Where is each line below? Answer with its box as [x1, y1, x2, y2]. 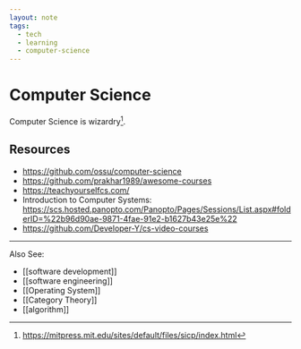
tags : [9, 21, 30, 30]
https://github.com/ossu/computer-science [21, 166, 182, 176]
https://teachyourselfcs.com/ [21, 184, 130, 195]
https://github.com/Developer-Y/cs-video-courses [21, 223, 209, 234]
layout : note [9, 13, 58, 22]
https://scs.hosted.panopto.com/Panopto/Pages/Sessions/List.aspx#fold [21, 203, 291, 215]
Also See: [9, 248, 45, 260]
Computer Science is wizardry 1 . [9, 115, 126, 126]
